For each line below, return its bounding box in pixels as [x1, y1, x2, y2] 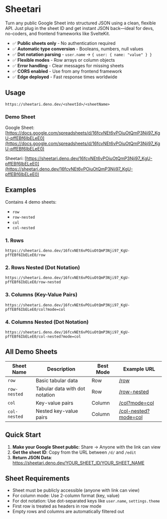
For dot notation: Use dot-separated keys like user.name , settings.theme [12, 498, 160, 504]
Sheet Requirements [5, 474, 70, 483]
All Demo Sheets [5, 348, 58, 356]
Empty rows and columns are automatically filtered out [12, 509, 124, 515]
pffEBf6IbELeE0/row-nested [5, 280, 61, 285]
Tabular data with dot [35, 385, 85, 392]
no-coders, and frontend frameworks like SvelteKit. [5, 30, 110, 36]
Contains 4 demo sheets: [5, 199, 57, 205]
